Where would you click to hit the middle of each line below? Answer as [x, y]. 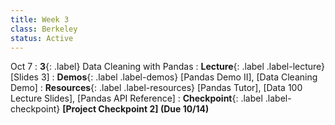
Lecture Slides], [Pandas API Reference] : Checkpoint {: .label [136, 98]
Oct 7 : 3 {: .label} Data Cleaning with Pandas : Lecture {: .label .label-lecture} [168, 67]
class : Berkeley [44, 29]
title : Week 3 [40, 19]
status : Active [42, 38]
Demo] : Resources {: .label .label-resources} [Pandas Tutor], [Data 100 [156, 88]
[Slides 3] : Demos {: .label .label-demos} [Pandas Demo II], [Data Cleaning [164, 77]
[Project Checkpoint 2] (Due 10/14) [136, 109]
